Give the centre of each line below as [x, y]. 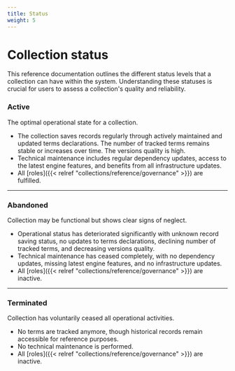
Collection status [58, 55]
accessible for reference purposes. [68, 339]
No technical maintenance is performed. [76, 347]
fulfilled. [29, 180]
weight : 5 [22, 20]
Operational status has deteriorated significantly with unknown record [118, 234]
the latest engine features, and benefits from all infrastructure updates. [120, 166]
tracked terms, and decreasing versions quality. [86, 249]
